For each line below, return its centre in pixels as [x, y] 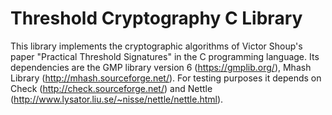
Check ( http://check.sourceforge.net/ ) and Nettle [111, 88]
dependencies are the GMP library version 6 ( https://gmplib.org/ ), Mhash [161, 67]
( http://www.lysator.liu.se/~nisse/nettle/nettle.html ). [117, 99]
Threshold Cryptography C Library [156, 18]
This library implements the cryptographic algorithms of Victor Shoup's [156, 46]
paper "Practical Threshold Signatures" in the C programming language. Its [165, 56]
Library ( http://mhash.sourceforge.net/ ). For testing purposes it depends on [166, 78]
